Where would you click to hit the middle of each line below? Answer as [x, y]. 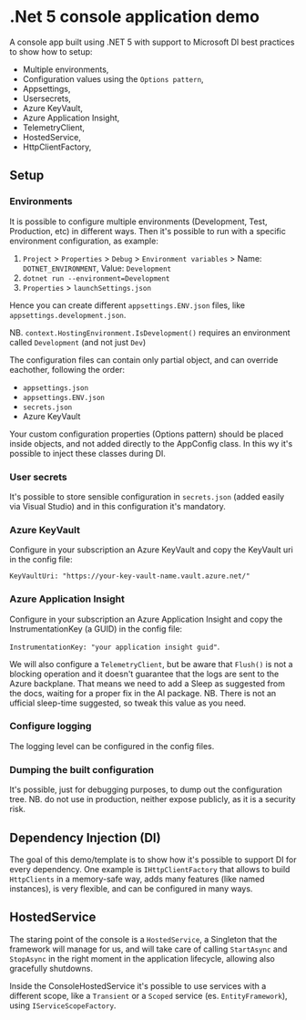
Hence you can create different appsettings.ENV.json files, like [127, 305]
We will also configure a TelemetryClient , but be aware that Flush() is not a [151, 664]
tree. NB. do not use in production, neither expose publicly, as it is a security [153, 799]
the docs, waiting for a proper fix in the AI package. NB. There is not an [143, 693]
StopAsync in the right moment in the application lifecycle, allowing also [142, 958]
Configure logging [51, 726]
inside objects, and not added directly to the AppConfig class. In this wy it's [151, 443]
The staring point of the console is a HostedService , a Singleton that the [143, 939]
